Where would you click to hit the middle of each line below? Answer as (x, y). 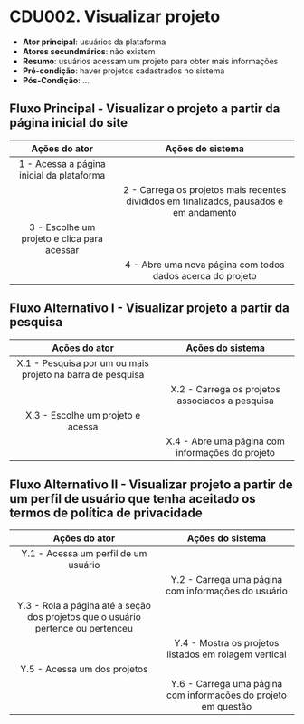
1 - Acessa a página (62, 163)
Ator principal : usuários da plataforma (94, 42)
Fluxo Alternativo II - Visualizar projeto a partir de (151, 484)
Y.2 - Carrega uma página (227, 580)
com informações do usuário (227, 591)
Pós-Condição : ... (56, 80)
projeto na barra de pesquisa (83, 374)
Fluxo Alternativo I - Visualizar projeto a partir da (149, 309)
